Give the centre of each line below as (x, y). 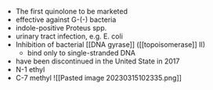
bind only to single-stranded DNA (81, 53)
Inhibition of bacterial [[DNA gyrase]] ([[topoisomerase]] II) (110, 45)
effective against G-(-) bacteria (66, 20)
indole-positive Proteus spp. (61, 28)
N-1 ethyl (30, 69)
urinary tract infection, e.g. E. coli (69, 36)
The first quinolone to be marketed (71, 11)
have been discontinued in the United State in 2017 (97, 61)
